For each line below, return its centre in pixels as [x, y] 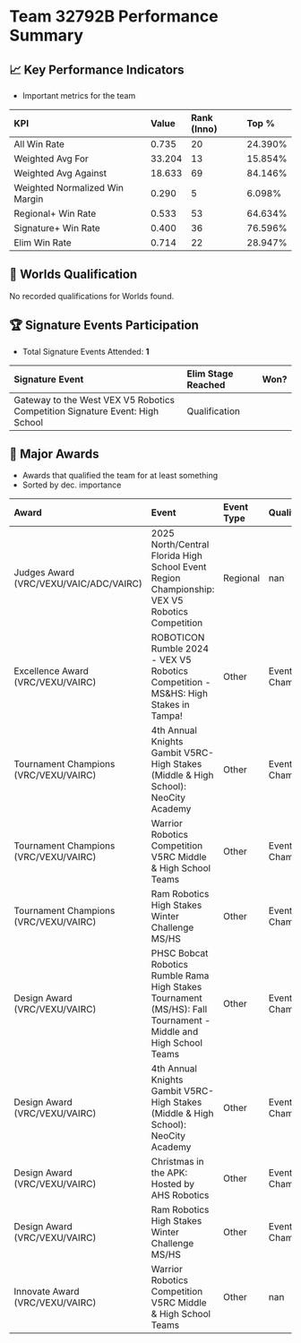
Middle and [175, 1032]
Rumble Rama [180, 976]
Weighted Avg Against [60, 173]
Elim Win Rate [43, 242]
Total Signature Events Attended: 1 [86, 351]
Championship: [183, 590]
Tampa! [167, 716]
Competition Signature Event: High [86, 411]
